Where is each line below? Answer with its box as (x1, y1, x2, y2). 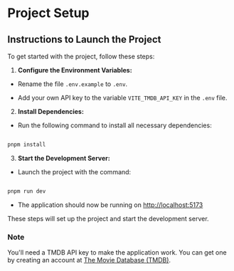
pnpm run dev (7, 187, 46, 195)
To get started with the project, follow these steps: (7, 52, 155, 60)
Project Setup (7, 5, 90, 21)
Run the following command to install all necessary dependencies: (17, 121, 212, 129)
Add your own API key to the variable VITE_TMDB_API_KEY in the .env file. (17, 94, 228, 102)
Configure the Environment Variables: (17, 66, 133, 74)
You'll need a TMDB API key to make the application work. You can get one (7, 248, 227, 257)
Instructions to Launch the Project (7, 33, 161, 46)
